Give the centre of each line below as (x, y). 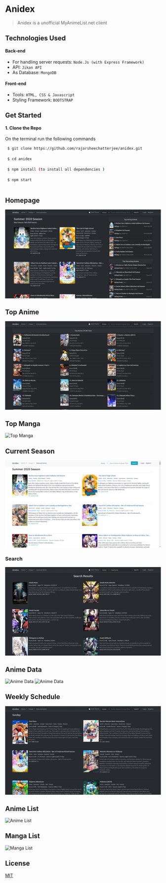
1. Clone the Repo (23, 128)
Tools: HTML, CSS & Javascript (43, 94)
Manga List (23, 836)
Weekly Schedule (33, 697)
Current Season (30, 451)
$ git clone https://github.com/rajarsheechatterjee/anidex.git (75, 149)
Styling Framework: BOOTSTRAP (42, 100)
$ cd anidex (20, 159)
